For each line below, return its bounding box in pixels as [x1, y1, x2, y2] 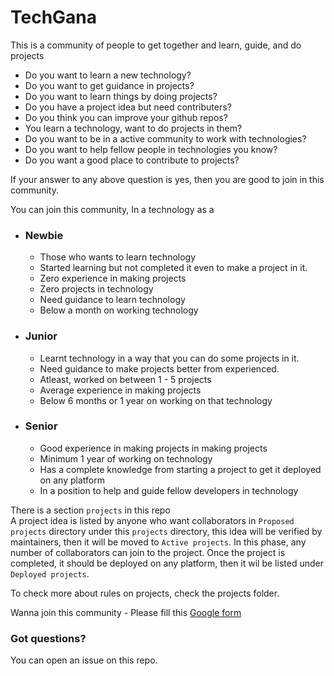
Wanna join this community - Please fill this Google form [10, 606, 242, 618]
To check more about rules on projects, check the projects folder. [10, 587, 280, 599]
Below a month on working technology [39, 304, 199, 316]
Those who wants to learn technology [39, 251, 197, 263]
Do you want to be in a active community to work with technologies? [24, 132, 307, 145]
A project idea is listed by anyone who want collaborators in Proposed [10, 514, 295, 526]
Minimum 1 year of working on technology [39, 452, 213, 465]
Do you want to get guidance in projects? [24, 79, 195, 91]
